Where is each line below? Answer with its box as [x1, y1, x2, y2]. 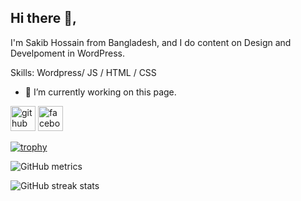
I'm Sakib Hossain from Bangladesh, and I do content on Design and [10, 36, 292, 48]
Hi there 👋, [10, 10, 77, 27]
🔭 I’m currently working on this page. [24, 86, 177, 98]
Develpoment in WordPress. [10, 47, 125, 59]
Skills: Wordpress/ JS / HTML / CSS [10, 66, 157, 78]
